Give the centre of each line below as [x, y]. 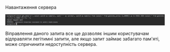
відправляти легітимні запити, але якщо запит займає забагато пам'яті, [82, 39]
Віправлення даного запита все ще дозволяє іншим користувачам [77, 33]
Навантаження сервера [31, 7]
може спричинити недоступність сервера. [51, 44]
